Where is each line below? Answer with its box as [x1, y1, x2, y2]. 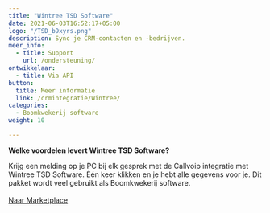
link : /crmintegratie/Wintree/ [15, 94, 121, 102]
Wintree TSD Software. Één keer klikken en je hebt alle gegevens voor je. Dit [8, 170, 262, 179]
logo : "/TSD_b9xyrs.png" [8, 27, 92, 35]
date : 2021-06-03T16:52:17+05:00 [8, 19, 121, 27]
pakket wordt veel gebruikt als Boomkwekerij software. [8, 178, 191, 187]
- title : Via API [15, 72, 74, 80]
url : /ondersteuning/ [23, 57, 95, 65]
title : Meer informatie [15, 86, 95, 95]
